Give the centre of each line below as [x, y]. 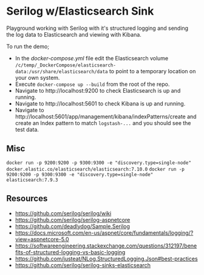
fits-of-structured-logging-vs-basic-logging [70, 252]
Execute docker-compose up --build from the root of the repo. [92, 84]
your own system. [37, 77]
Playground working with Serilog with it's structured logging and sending [97, 28]
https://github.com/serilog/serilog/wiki [63, 213]
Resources [27, 198]
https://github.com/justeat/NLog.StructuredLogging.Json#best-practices [107, 259]
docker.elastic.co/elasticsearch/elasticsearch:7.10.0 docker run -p [96, 169]
